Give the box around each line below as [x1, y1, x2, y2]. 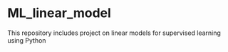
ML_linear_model [7, 5, 112, 21]
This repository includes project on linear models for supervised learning [7, 28, 221, 37]
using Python [7, 36, 46, 44]
